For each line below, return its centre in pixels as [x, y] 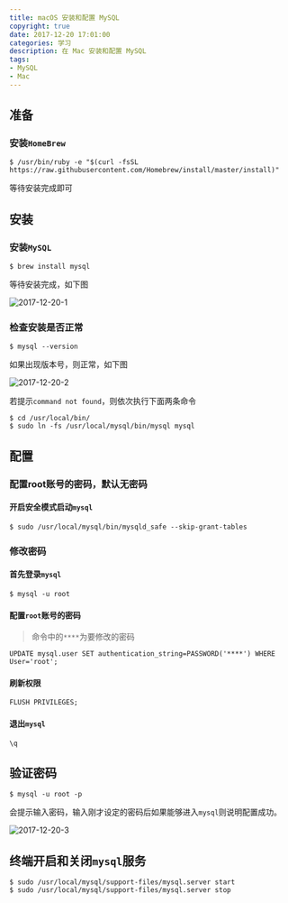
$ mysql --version [44, 347]
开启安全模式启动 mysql [51, 507]
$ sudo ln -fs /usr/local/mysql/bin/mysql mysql [102, 426]
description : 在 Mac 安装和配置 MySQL [78, 51]
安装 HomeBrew [37, 143]
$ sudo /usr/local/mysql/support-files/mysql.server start [122, 882]
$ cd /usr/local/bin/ [50, 419]
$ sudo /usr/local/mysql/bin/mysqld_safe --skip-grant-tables [128, 527]
